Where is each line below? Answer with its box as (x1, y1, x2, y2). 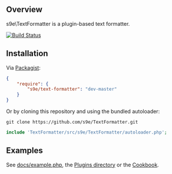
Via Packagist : (6, 64, 41, 71)
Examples (6, 146, 43, 156)
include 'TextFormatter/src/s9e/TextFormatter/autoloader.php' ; (6, 129, 167, 135)
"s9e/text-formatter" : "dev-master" (27, 86, 117, 93)
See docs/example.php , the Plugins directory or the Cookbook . (6, 161, 159, 168)
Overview (6, 5, 43, 15)
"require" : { (16, 81, 49, 87)
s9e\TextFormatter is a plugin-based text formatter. (6, 20, 130, 27)
